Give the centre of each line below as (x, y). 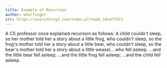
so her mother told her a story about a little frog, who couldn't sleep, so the (83, 39)
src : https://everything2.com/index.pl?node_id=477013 (64, 19)
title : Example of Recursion (36, 10)
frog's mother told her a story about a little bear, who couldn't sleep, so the (83, 44)
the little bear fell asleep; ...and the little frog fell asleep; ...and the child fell (83, 55)
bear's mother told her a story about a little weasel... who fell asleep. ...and (83, 50)
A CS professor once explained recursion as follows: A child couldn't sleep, (84, 34)
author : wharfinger (26, 15)
